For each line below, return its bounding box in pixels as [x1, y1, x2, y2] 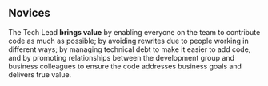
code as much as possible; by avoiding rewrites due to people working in [8, 36, 250, 45]
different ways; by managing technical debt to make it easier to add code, [8, 44, 251, 54]
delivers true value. [8, 69, 72, 79]
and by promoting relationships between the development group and [8, 53, 234, 62]
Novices [8, 6, 50, 20]
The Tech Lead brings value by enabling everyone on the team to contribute [8, 27, 261, 37]
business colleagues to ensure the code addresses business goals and [8, 61, 242, 71]
